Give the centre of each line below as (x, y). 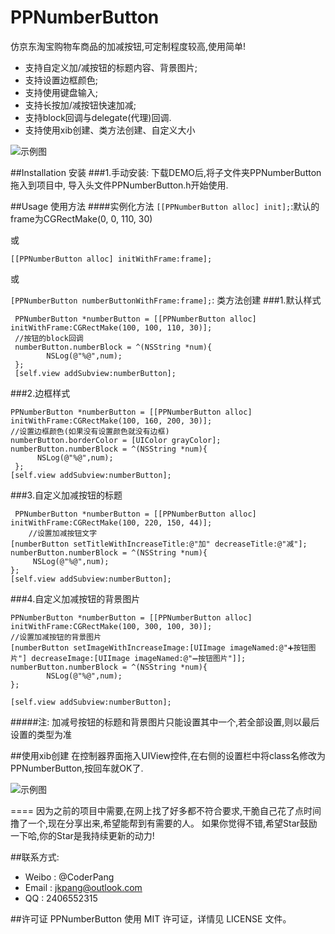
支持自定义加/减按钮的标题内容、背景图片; (111, 67)
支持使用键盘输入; (61, 92)
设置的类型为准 (41, 734)
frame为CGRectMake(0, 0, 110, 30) (81, 218)
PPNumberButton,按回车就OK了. (77, 768)
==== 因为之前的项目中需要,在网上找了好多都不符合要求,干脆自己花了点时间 (166, 810)
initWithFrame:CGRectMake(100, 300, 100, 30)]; (111, 626)
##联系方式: (35, 857)
